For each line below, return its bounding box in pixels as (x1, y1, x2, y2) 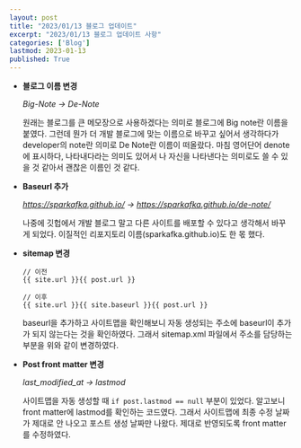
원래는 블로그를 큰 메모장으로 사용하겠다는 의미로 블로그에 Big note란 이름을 (22, 118, 289, 127)
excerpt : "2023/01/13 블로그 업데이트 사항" (9, 30, 162, 39)
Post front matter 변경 (22, 359, 105, 369)
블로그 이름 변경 (22, 81, 78, 91)
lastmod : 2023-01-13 (9, 47, 87, 56)
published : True (9, 55, 70, 64)
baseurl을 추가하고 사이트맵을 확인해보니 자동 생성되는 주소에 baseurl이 (22, 318, 275, 328)
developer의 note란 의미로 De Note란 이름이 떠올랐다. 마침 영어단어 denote (22, 140, 290, 150)
